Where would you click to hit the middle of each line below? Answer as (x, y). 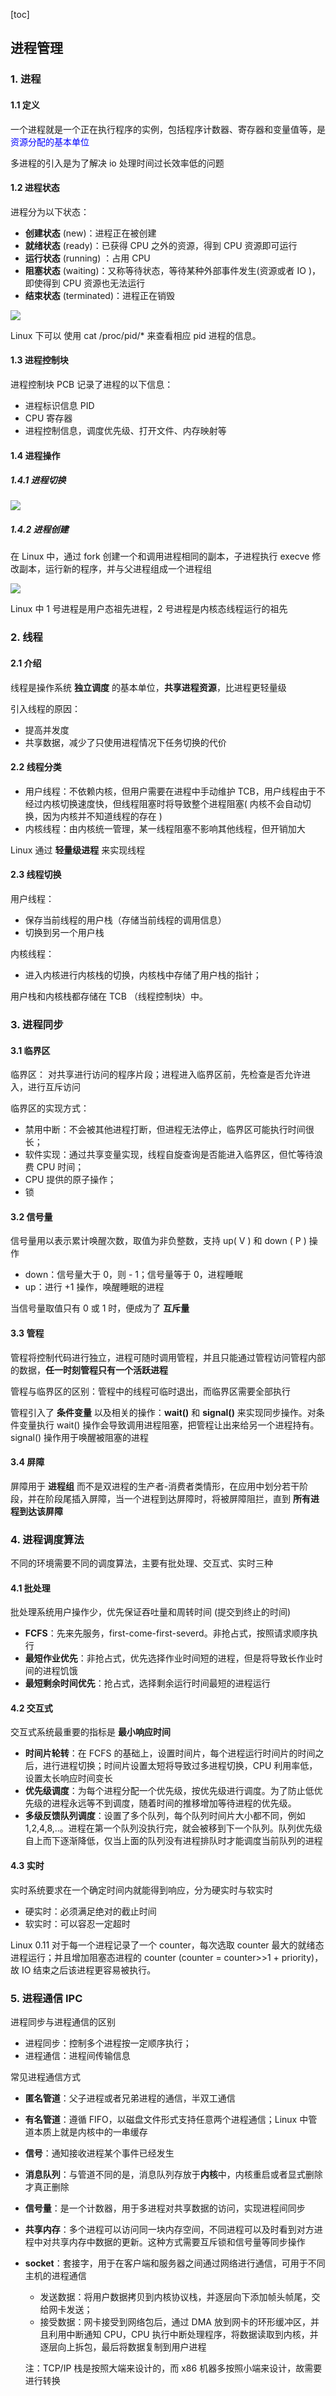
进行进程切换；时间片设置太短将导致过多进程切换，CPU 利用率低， (180, 1766)
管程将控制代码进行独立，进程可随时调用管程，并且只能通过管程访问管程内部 (168, 1357)
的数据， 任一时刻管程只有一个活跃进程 (89, 1370)
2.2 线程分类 (36, 767)
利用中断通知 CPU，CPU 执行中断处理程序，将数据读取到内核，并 (183, 2334)
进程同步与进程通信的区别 (63, 2021)
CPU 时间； (60, 1167)
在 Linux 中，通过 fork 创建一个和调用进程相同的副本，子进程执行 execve (160, 556)
